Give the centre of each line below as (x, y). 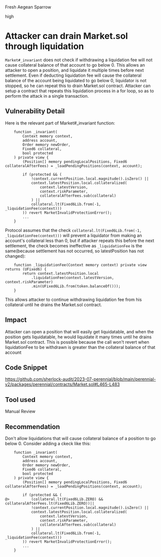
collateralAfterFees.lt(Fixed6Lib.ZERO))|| (50, 504)
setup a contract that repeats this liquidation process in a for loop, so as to (80, 91)
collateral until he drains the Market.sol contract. (54, 305)
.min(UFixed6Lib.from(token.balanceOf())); (76, 286)
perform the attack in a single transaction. (47, 96)
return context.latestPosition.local (61, 273)
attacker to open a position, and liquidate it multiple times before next (75, 70)
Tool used (20, 400)
